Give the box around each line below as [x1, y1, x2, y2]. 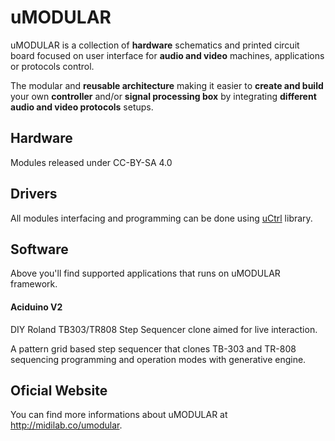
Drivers [10, 186, 58, 203]
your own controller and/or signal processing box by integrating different [10, 90, 317, 102]
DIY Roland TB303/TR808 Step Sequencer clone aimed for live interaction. [10, 323, 318, 335]
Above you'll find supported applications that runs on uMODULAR [10, 267, 281, 280]
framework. [10, 278, 58, 290]
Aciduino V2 [10, 301, 63, 313]
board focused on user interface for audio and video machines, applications [10, 49, 325, 61]
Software [10, 241, 69, 258]
